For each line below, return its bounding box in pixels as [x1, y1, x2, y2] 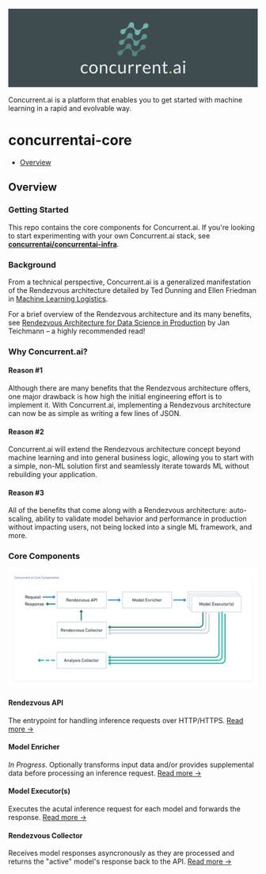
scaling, [8, 514, 34, 524]
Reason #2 [8, 426, 44, 437]
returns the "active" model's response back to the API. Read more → [8, 857, 232, 866]
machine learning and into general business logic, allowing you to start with [8, 453, 254, 463]
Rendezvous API [8, 698, 64, 707]
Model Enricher [8, 742, 60, 752]
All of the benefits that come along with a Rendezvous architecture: [8, 506, 228, 515]
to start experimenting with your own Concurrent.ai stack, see [8, 231, 211, 241]
